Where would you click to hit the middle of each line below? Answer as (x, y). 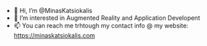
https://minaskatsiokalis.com (54, 35)
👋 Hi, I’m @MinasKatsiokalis (53, 11)
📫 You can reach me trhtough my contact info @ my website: (101, 25)
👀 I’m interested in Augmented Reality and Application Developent (107, 18)
